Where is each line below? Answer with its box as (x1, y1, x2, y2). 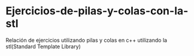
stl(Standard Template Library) (5, 43, 81, 50)
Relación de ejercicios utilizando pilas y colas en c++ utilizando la (5, 36, 168, 43)
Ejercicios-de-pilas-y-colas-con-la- (5, 4, 189, 18)
